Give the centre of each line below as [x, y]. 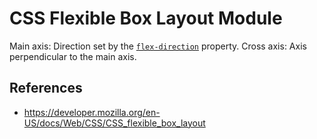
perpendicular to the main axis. [73, 56]
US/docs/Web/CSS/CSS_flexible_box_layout [114, 123]
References [46, 88]
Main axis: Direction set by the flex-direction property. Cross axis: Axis [158, 46]
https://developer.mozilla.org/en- [92, 112]
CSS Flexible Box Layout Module [146, 18]
